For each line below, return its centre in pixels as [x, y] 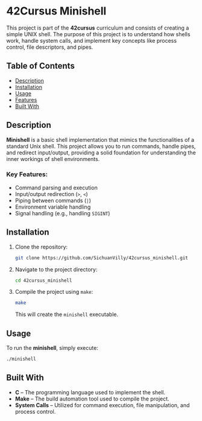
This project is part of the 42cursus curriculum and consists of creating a [98, 28]
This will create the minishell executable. [67, 314]
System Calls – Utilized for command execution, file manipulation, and [102, 405]
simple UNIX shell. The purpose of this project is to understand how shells [98, 34]
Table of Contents [41, 66]
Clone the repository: [41, 247]
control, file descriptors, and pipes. [50, 47]
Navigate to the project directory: [56, 269]
